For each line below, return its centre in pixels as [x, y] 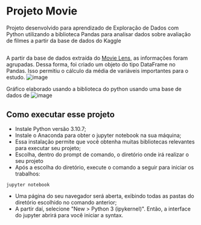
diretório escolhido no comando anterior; [66, 203]
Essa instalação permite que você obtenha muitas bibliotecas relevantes [105, 142]
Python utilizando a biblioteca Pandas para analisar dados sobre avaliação [99, 34]
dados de [18, 95]
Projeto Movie [42, 11]
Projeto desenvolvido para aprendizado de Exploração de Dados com [93, 28]
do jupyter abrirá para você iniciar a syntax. [69, 215]
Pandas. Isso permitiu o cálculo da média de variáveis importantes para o [97, 71]
